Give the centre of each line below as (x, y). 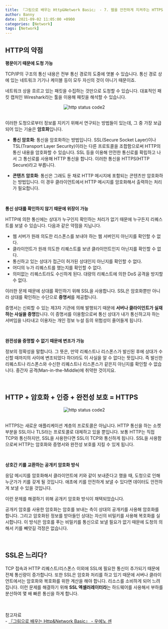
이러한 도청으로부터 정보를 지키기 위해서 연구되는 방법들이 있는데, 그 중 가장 (79, 123)
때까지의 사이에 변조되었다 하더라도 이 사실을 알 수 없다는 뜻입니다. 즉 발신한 (89, 358)
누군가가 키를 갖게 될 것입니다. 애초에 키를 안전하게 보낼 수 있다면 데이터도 (77, 482)
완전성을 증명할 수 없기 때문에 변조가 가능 (45, 341)
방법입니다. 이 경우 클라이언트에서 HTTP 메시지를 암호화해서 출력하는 (85, 182)
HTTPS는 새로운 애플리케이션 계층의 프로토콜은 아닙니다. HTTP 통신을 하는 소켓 (83, 426)
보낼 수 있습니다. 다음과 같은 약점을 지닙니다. (58, 225)
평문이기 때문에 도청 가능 (29, 63)
